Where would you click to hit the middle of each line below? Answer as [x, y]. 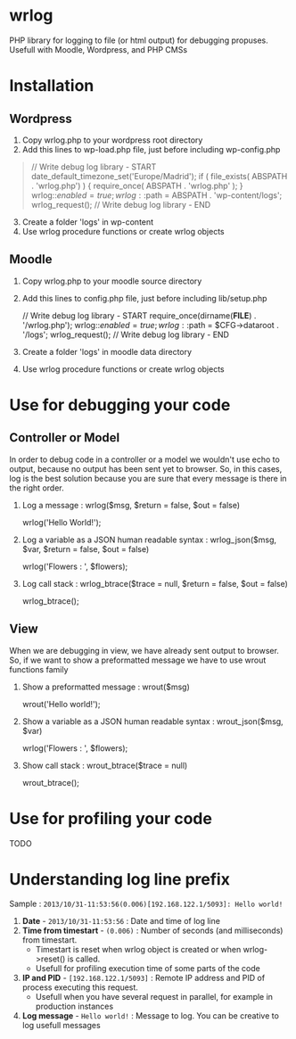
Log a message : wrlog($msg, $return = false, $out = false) [131, 505]
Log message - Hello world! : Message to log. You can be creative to [150, 1016]
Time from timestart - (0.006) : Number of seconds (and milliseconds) [152, 931]
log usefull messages [61, 1026]
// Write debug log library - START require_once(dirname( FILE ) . [139, 315]
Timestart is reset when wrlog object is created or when [138, 950]
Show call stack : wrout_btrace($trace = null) [105, 765]
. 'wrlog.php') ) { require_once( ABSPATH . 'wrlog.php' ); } [137, 186]
